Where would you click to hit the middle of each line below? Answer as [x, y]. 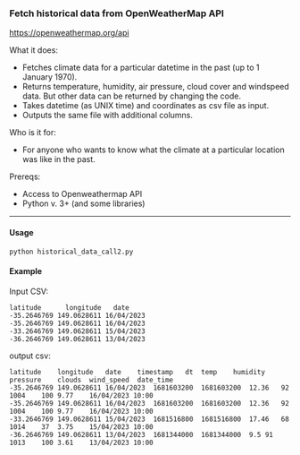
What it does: [33, 50]
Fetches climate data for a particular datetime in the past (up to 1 [141, 68]
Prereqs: [25, 176]
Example [26, 271]
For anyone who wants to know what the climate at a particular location [153, 150]
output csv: [30, 356]
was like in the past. [58, 159]
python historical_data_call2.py [71, 252]
